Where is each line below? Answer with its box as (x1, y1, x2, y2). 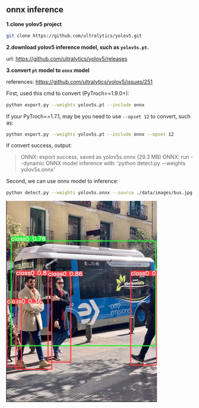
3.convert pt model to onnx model (6, 67, 90, 74)
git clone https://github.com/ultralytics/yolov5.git (6, 33, 143, 39)
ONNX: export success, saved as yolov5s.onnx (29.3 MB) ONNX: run (20, 153, 189, 161)
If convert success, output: (6, 142, 72, 149)
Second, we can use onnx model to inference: (6, 178, 119, 185)
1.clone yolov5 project (6, 20, 62, 27)
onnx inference (6, 5, 64, 15)
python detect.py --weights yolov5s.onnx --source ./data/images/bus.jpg (6, 190, 193, 196)
